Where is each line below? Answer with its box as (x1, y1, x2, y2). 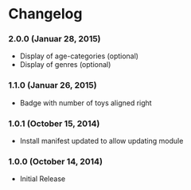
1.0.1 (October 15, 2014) (8, 117, 100, 129)
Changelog (8, 5, 83, 23)
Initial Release (19, 174, 66, 184)
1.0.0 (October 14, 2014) (8, 156, 103, 167)
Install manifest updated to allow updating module (19, 137, 184, 146)
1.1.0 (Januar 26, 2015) (8, 80, 97, 91)
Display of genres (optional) (19, 60, 111, 69)
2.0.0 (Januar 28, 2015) (8, 34, 101, 45)
